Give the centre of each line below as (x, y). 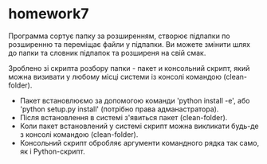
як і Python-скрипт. (52, 151)
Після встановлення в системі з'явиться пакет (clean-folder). (124, 117)
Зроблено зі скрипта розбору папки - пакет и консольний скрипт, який (129, 68)
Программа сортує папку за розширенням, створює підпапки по (119, 36)
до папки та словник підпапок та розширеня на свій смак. (107, 53)
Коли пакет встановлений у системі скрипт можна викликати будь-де (139, 126)
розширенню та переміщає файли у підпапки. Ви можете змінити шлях (130, 44)
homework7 (49, 14)
